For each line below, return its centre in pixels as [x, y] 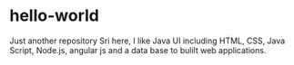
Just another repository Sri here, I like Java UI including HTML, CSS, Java [147, 41]
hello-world [55, 16]
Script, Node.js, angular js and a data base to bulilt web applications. [138, 50]
